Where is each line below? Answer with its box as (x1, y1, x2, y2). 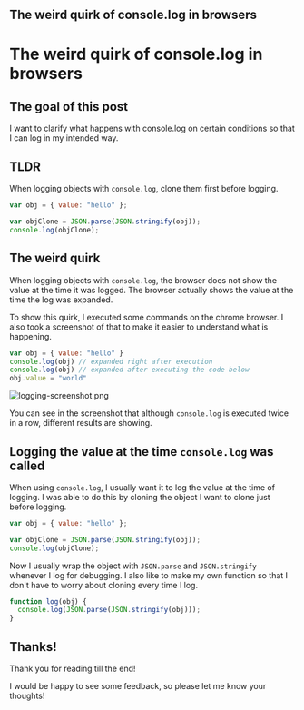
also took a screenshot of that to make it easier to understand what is (9, 321, 269, 332)
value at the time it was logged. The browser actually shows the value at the (9, 284, 294, 295)
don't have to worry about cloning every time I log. (9, 579, 198, 590)
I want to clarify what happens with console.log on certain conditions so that (9, 123, 295, 134)
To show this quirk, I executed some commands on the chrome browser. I (9, 311, 284, 322)
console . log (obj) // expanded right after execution (9, 357, 213, 366)
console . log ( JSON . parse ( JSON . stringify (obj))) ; (17, 606, 201, 615)
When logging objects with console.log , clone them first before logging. (9, 183, 279, 194)
